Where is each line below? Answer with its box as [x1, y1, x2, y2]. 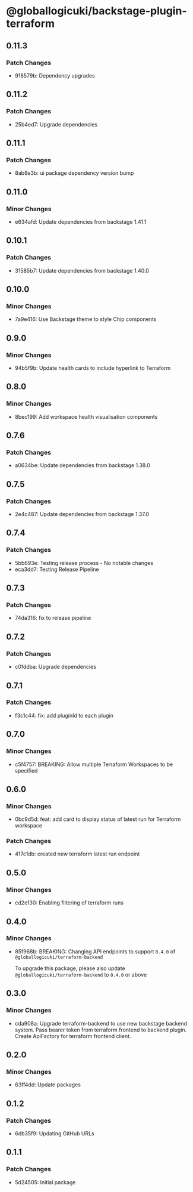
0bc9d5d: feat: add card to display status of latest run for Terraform [14, 816, 181, 823]
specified [14, 767, 38, 774]
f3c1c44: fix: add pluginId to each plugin [14, 712, 114, 719]
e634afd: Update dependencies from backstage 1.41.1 [14, 218, 147, 225]
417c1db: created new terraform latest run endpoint [14, 850, 140, 857]
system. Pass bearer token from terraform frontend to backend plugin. [14, 1026, 187, 1033]
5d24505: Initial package [14, 1178, 76, 1185]
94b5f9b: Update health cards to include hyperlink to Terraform [14, 365, 171, 371]
